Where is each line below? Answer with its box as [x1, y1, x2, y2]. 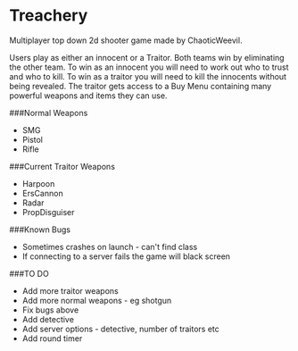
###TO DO [9, 268, 49, 279]
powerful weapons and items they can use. [9, 90, 168, 101]
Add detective [21, 313, 74, 324]
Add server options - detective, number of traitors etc [21, 323, 220, 334]
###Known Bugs [9, 224, 71, 235]
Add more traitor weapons [21, 285, 119, 296]
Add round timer [21, 332, 83, 344]
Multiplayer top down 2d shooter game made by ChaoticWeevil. [9, 35, 243, 46]
